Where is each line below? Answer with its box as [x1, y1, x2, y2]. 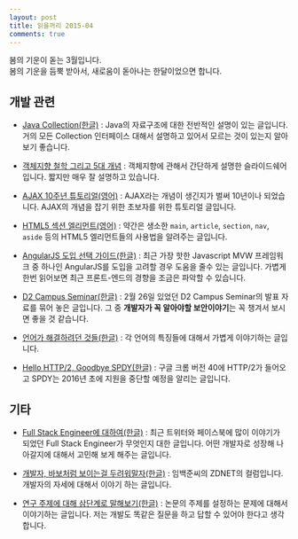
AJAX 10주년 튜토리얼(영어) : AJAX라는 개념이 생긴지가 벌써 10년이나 [21, 191, 263, 201]
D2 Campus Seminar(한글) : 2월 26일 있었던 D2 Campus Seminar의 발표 [21, 292, 279, 302]
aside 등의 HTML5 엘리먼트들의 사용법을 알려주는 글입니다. [21, 231, 228, 242]
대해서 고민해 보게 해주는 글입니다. [52, 449, 172, 459]
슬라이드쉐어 [243, 160, 287, 171]
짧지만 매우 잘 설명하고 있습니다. [48, 172, 160, 183]
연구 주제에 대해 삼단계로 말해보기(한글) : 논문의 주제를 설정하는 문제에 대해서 [21, 498, 288, 508]
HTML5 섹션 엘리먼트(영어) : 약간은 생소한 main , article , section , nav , [21, 221, 270, 231]
